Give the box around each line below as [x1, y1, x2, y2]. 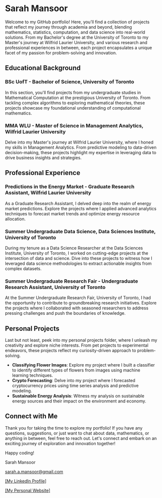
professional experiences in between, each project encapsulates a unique [5, 45, 152, 50]
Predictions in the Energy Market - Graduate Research [5, 183, 134, 190]
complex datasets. [5, 265, 42, 272]
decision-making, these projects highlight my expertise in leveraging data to [5, 149, 156, 155]
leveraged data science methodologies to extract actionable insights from [5, 260, 152, 266]
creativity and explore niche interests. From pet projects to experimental [5, 342, 148, 348]
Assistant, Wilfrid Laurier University [5, 190, 91, 196]
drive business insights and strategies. [5, 155, 82, 161]
